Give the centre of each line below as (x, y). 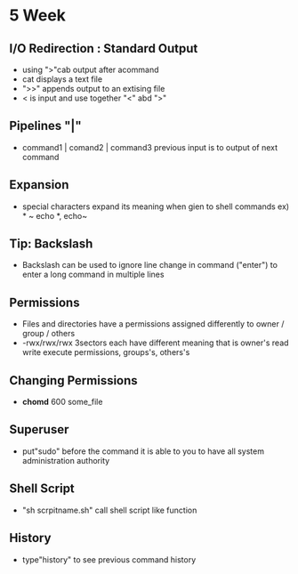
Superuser (39, 429)
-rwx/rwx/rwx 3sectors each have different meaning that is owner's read (155, 343)
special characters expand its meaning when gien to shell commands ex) (156, 206)
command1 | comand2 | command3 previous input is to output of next (150, 147)
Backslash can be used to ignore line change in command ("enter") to (150, 265)
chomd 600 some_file (62, 402)
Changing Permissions (73, 380)
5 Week (38, 16)
